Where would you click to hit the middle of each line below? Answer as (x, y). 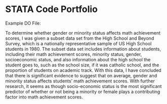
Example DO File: (23, 23)
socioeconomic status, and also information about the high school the (78, 59)
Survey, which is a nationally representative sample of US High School (78, 43)
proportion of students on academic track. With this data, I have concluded (83, 70)
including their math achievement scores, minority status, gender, (74, 54)
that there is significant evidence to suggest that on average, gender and (81, 75)
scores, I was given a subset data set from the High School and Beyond (80, 38)
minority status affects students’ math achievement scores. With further (80, 81)
